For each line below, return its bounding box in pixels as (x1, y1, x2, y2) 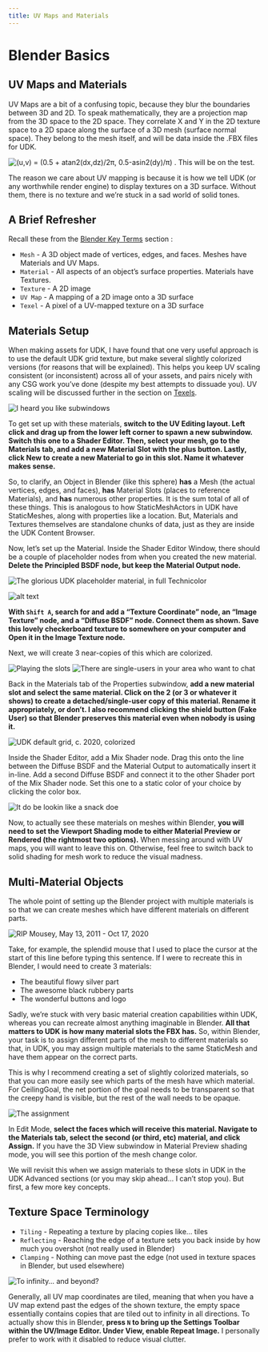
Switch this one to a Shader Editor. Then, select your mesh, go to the (8, 436, 240, 445)
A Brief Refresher (8, 213, 97, 227)
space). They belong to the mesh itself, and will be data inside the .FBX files (8, 133, 258, 143)
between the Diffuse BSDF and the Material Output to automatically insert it (8, 762, 257, 771)
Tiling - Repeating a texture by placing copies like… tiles (19, 1226, 208, 1236)
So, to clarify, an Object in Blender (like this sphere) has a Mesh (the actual (8, 477, 255, 487)
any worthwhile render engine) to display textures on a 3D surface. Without (8, 181, 257, 191)
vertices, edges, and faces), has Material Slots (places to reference (8, 485, 230, 495)
